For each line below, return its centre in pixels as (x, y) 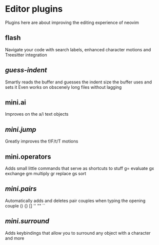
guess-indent (26, 70)
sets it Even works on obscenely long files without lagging (63, 87)
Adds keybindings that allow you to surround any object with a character (78, 233)
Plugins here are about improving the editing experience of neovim (72, 22)
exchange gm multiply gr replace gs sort (46, 174)
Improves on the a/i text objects (37, 114)
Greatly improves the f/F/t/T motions (42, 141)
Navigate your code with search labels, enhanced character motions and (78, 49)
